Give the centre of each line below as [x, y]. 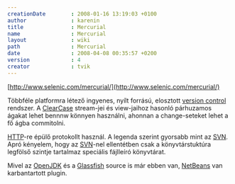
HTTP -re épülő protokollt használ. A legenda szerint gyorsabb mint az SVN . [118, 137]
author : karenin [54, 21]
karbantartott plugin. [37, 173]
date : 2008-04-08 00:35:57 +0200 [82, 54]
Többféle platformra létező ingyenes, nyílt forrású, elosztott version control [117, 100]
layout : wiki [49, 40]
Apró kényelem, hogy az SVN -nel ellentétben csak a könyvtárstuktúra [109, 144]
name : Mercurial [57, 34]
